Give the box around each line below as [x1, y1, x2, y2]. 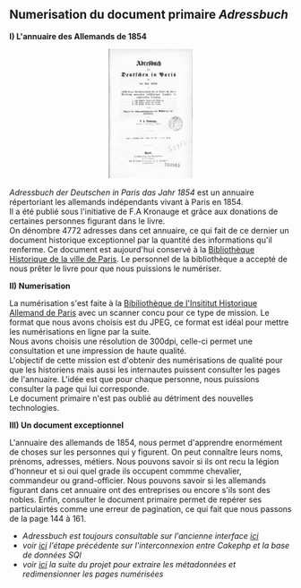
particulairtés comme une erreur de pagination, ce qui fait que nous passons [9, 503, 292, 514]
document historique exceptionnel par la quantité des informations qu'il [9, 234, 273, 245]
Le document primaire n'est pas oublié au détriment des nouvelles [9, 393, 254, 404]
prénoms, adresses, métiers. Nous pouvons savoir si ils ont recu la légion [9, 456, 279, 466]
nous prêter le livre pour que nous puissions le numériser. [9, 263, 222, 274]
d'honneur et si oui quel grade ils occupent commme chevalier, [9, 465, 242, 476]
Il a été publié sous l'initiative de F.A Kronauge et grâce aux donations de [9, 206, 279, 217]
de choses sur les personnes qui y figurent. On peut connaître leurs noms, [9, 447, 284, 457]
